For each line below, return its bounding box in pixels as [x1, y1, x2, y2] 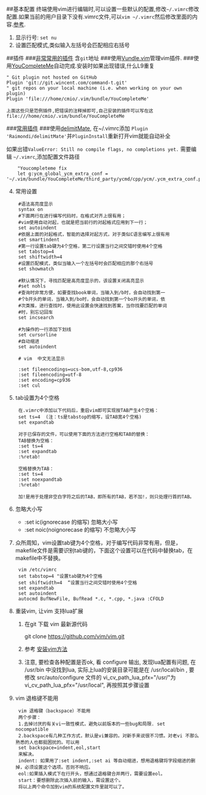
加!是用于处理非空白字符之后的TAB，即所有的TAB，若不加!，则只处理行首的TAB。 [18, 494, 195, 500]
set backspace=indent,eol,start [18, 745, 101, 751]
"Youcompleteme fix [17, 165, 67, 171]
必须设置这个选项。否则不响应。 [24, 764, 93, 770]
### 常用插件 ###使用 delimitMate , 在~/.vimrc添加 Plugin [6, 125, 148, 132]
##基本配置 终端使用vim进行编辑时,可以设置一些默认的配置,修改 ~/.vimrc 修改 [6, 6, 199, 12]
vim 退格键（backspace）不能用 [18, 708, 91, 714]
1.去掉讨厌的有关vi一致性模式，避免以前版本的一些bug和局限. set [18, 721, 166, 727]
